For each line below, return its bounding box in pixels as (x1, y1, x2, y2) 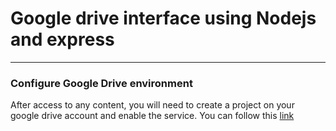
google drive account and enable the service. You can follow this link (10, 110, 295, 122)
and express (10, 28, 115, 51)
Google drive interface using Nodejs (10, 7, 317, 30)
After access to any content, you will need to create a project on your (10, 99, 295, 111)
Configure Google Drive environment (10, 76, 193, 90)
